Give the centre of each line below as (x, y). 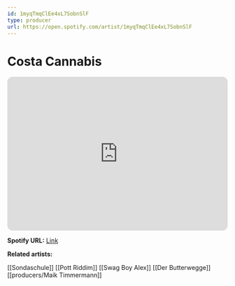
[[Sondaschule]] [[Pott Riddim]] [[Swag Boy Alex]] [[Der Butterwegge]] (109, 268)
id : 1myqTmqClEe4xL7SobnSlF (48, 14)
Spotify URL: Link (33, 241)
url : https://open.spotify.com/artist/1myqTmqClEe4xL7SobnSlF (100, 27)
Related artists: (30, 254)
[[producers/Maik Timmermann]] (55, 275)
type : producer (29, 20)
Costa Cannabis (55, 61)
